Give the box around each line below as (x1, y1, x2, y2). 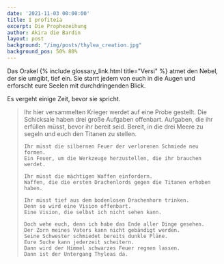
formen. (23, 148, 46, 156)
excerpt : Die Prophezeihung (7, 23, 87, 29)
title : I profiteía (7, 16, 63, 23)
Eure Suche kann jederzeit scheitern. (23, 239, 135, 246)
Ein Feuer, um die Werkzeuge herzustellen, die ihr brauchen (23, 155, 202, 161)
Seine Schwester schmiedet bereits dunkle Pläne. (23, 233, 169, 239)
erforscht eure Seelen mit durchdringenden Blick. (7, 81, 146, 90)
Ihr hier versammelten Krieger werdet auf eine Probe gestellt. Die (23, 107, 207, 116)
